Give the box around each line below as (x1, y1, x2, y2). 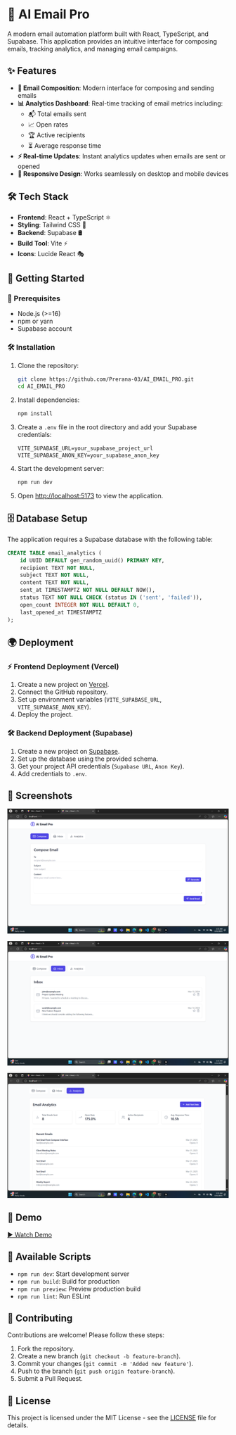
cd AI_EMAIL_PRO (17, 383, 65, 390)
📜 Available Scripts (7, 1251, 91, 1263)
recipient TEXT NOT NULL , (20, 564, 96, 571)
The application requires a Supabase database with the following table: (7, 535, 213, 543)
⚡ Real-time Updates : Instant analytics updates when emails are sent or (17, 151, 226, 160)
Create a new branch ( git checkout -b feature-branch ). (17, 1352, 181, 1360)
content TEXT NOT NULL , (20, 579, 90, 586)
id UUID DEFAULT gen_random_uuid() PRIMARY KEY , (20, 557, 165, 564)
